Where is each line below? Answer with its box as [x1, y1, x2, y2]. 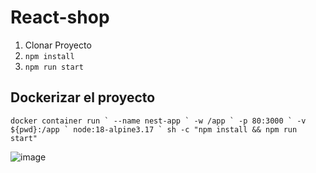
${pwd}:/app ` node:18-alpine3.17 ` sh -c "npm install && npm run [10, 124, 298, 135]
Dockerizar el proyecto [10, 89, 156, 106]
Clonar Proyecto [24, 39, 92, 51]
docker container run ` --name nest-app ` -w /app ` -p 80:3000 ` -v [10, 116, 307, 126]
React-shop [10, 6, 110, 29]
